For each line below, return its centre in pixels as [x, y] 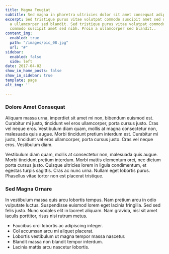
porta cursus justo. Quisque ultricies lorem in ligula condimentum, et [76, 165]
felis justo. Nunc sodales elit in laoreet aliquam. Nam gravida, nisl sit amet [81, 211]
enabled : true [24, 38]
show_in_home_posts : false [33, 71]
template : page [21, 80]
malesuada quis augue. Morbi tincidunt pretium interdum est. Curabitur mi [82, 134]
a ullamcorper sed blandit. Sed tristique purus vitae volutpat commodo [88, 24]
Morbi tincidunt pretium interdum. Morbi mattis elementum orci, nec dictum [83, 160]
